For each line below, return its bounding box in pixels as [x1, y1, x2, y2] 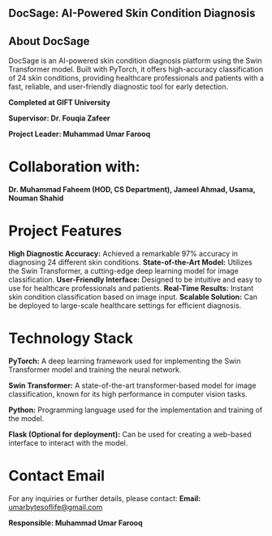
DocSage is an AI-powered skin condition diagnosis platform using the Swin [8, 56, 262, 66]
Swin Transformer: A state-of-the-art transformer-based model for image [8, 380, 257, 390]
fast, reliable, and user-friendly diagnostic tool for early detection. [8, 81, 229, 92]
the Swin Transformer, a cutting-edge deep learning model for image [8, 266, 240, 276]
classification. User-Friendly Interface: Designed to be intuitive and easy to [8, 275, 262, 284]
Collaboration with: [8, 158, 140, 176]
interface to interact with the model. [8, 438, 128, 448]
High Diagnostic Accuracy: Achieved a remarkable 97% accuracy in [8, 248, 238, 259]
